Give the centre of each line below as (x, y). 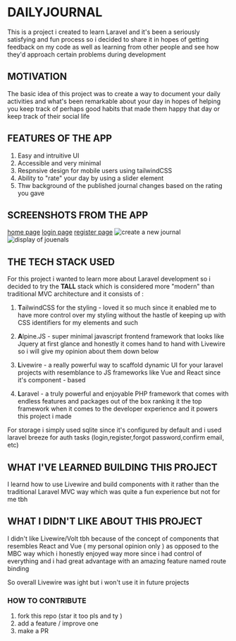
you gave (31, 193)
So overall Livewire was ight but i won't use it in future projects (98, 582)
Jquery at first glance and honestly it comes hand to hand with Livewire (121, 344)
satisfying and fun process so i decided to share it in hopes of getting (108, 39)
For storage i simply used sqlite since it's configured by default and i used (114, 430)
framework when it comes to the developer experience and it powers (118, 409)
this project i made (44, 416)
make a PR (33, 631)
